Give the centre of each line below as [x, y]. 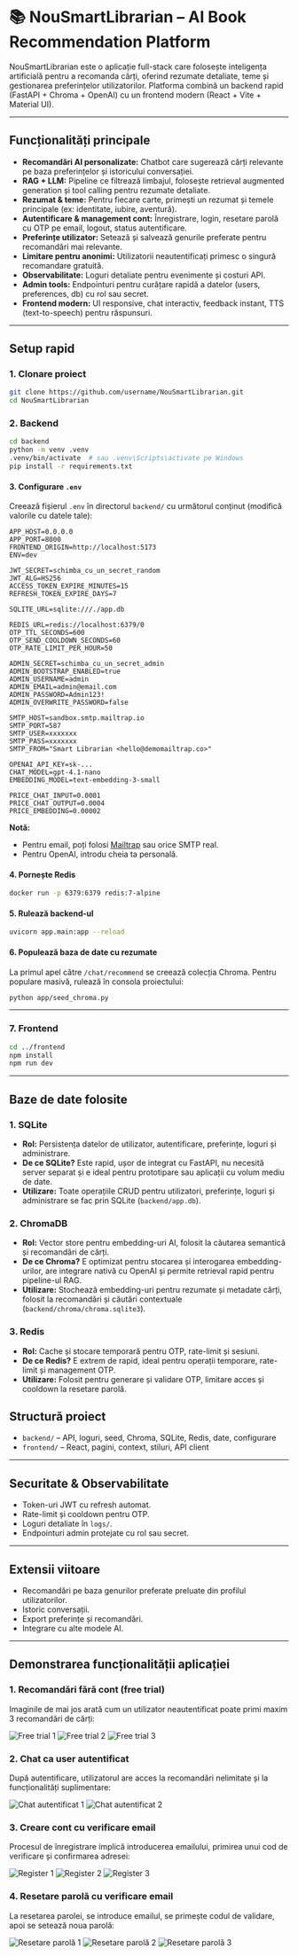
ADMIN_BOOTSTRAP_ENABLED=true [65, 672]
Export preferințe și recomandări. [82, 1619]
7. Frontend [34, 1029]
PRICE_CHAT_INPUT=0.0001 [55, 796]
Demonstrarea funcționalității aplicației [120, 1665]
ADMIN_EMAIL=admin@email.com [63, 687]
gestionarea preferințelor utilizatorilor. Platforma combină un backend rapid [146, 85]
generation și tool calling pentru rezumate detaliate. [116, 190]
